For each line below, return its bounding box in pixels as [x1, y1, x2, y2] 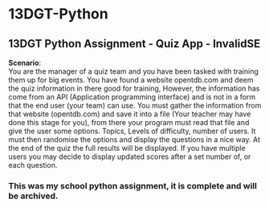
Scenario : [8, 58, 42, 67]
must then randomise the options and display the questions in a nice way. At [8, 135, 261, 144]
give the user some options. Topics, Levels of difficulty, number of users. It [8, 126, 256, 136]
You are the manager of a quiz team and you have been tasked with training [8, 67, 259, 76]
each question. [8, 160, 58, 169]
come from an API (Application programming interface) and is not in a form [8, 92, 256, 101]
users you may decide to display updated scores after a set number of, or [8, 152, 251, 161]
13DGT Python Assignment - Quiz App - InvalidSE [8, 37, 261, 51]
